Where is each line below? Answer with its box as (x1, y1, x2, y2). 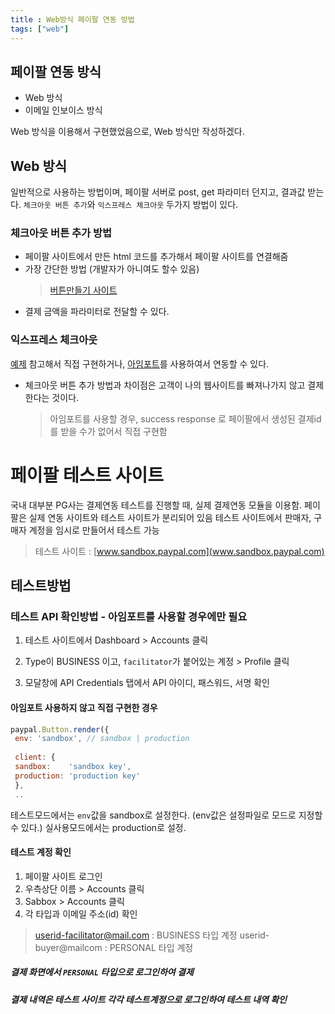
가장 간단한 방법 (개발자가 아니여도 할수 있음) (24, 263, 200, 275)
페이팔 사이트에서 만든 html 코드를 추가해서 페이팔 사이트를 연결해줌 (24, 251, 289, 263)
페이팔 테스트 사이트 (10, 464, 165, 486)
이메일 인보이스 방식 (24, 104, 103, 116)
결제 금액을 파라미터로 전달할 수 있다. (24, 306, 170, 318)
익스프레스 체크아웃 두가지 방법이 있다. (97, 199, 239, 211)
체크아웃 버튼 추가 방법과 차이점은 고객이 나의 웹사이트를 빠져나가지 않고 (24, 379, 306, 391)
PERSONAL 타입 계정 (109, 941, 194, 953)
